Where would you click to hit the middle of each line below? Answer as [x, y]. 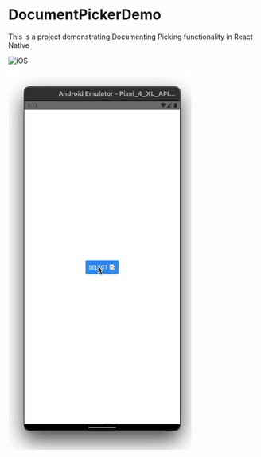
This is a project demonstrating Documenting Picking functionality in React [130, 37]
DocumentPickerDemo [85, 15]
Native [19, 45]
